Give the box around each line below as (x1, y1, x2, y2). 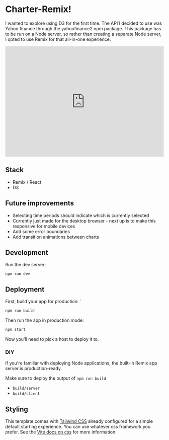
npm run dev (5, 271, 30, 276)
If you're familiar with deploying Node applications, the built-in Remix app (5, 360, 157, 366)
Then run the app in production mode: (5, 317, 84, 323)
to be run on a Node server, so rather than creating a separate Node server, (5, 31, 162, 37)
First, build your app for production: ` (5, 299, 81, 305)
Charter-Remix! (5, 4, 72, 15)
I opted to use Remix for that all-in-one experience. (5, 36, 111, 42)
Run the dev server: (5, 262, 46, 268)
